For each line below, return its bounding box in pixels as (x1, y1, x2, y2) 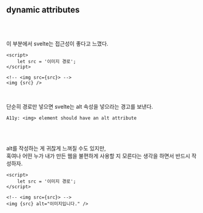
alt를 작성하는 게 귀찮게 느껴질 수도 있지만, (6, 144, 106, 152)
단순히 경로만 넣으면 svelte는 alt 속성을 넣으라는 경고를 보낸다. (6, 103, 153, 110)
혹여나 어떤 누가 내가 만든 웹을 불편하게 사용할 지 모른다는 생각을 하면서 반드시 (6, 152, 191, 160)
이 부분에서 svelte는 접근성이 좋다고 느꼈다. (6, 39, 109, 47)
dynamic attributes (6, 5, 80, 15)
